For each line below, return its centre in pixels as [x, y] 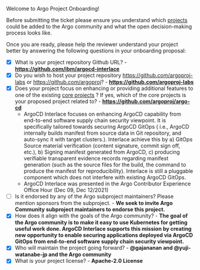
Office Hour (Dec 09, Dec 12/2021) [66, 190]
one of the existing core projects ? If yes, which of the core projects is [100, 95]
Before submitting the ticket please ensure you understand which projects [97, 20]
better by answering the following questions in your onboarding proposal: [96, 51]
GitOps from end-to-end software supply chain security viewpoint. [99, 241]
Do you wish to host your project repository [68, 75]
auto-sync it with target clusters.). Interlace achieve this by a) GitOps [108, 139]
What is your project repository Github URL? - [71, 62]
